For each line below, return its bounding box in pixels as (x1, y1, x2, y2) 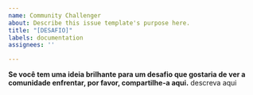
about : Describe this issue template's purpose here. (8, 19, 191, 27)
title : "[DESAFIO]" (8, 26, 73, 34)
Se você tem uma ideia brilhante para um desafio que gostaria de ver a (8, 70, 246, 79)
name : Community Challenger (8, 11, 102, 20)
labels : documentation (8, 33, 84, 42)
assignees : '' (8, 41, 56, 49)
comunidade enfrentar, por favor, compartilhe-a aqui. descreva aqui (8, 78, 237, 88)
